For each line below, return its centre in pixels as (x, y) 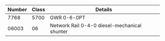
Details (104, 9)
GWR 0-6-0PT (68, 18)
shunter (59, 32)
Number (17, 9)
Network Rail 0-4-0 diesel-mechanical (96, 25)
